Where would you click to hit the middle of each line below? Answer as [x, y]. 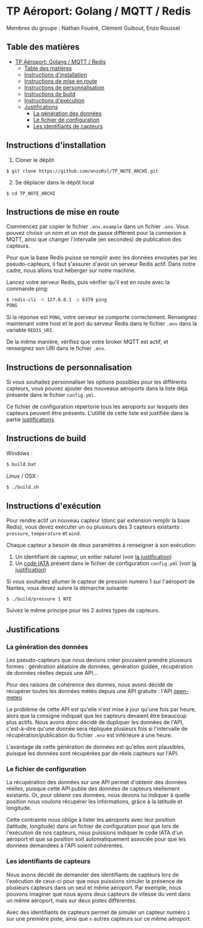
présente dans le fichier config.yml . [51, 395]
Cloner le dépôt [35, 160]
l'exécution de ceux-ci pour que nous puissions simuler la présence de [95, 881]
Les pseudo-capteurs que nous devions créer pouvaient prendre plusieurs [99, 660]
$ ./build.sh [23, 487]
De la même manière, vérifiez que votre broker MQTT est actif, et [87, 342]
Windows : [19, 453]
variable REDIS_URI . [30, 330]
